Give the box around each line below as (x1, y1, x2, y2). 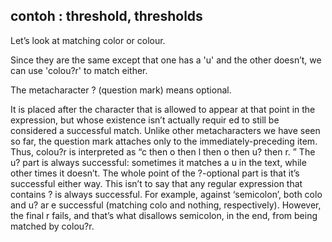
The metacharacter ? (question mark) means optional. (10, 84, 232, 96)
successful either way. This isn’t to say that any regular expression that (10, 177, 303, 189)
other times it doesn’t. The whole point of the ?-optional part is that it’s (10, 167, 300, 179)
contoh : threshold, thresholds (10, 8, 203, 25)
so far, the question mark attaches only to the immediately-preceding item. (10, 135, 318, 147)
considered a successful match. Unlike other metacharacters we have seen (10, 124, 321, 136)
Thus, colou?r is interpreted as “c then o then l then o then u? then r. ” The (10, 145, 316, 158)
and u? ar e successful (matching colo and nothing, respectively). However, (10, 199, 322, 211)
